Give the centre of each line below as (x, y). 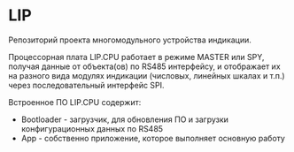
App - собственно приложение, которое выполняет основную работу (153, 138)
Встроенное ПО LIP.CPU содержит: (75, 102)
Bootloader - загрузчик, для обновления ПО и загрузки (125, 119)
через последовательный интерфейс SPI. (86, 85)
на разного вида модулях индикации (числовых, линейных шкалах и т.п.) (147, 75)
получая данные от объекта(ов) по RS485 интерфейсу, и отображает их (144, 66)
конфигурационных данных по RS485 (92, 128)
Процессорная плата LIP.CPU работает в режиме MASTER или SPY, (136, 57)
